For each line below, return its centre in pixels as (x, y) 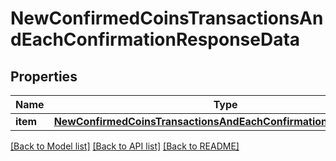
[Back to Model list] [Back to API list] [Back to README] (125, 146)
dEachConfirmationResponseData (155, 39)
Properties (44, 76)
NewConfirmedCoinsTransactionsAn (167, 18)
